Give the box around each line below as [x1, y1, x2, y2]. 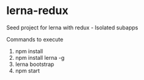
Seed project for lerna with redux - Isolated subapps [6, 24, 138, 31]
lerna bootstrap [15, 60, 55, 68]
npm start [15, 67, 40, 74]
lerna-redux [6, 4, 69, 18]
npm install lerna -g [15, 54, 65, 61]
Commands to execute [6, 35, 64, 43]
